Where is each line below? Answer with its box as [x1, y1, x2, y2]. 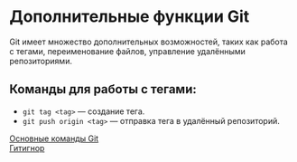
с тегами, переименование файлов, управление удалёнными [9, 45, 246, 56]
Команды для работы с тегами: [9, 81, 197, 97]
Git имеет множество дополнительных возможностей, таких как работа [9, 36, 289, 47]
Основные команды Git [9, 133, 99, 144]
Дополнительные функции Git [9, 6, 250, 27]
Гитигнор [9, 142, 45, 153]
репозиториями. [9, 55, 72, 66]
